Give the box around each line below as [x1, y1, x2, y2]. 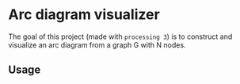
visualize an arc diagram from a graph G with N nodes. [8, 40, 186, 49]
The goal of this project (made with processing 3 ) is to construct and [8, 32, 233, 41]
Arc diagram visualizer [8, 6, 160, 24]
